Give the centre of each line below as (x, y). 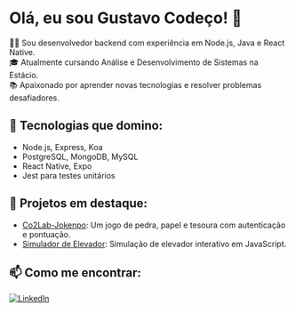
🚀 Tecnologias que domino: (86, 126)
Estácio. (24, 75)
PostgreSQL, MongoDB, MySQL (80, 156)
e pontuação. (46, 234)
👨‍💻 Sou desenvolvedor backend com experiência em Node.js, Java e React (147, 43)
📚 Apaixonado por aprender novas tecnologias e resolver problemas (136, 84)
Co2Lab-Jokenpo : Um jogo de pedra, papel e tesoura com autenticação (154, 225)
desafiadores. (35, 98)
